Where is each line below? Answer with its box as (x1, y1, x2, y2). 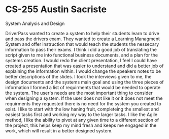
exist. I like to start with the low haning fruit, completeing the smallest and (5, 106, 159, 112)
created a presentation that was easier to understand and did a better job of (5, 63, 164, 69)
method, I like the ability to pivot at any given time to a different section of (5, 117, 159, 123)
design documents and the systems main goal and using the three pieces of (5, 79, 164, 85)
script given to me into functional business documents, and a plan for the (5, 52, 158, 58)
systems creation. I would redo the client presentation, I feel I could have (5, 57, 157, 63)
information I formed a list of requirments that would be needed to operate (5, 84, 161, 90)
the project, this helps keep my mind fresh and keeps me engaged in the (5, 122, 157, 128)
